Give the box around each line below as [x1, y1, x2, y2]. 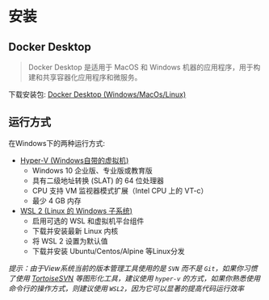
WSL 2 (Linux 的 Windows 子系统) [19, 206, 133, 215]
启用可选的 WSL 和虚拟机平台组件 [32, 215, 145, 226]
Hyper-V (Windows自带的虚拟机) [19, 155, 129, 165]
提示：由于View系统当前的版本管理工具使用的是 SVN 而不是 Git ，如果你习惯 [8, 263, 258, 273]
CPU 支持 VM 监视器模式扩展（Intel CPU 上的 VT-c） [32, 185, 208, 195]
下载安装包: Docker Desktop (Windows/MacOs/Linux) [8, 90, 187, 99]
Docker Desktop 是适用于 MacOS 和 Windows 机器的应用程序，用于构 [27, 62, 261, 72]
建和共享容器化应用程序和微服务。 [27, 73, 142, 81]
